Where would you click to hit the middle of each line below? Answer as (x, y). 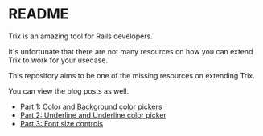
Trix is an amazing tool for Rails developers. (80, 36)
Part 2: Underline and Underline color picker (93, 115)
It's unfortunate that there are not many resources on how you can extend (131, 51)
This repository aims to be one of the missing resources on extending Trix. (131, 75)
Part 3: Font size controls (61, 123)
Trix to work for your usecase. (58, 60)
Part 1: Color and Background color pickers (91, 106)
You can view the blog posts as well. (69, 91)
